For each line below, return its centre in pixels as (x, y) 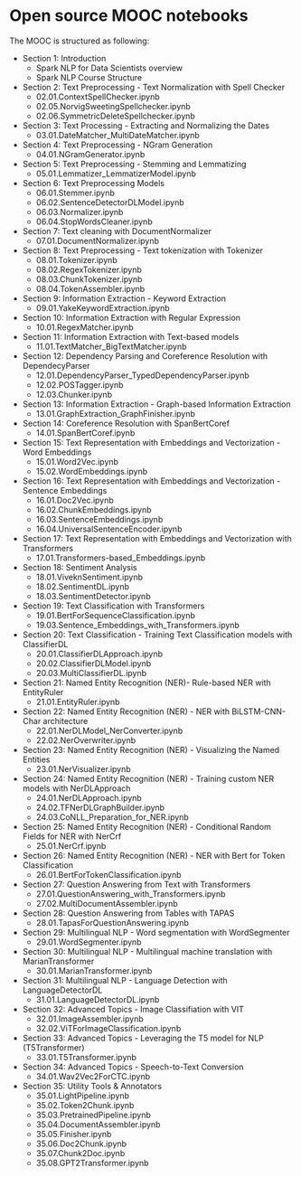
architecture (66, 720)
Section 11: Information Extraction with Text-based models (131, 336)
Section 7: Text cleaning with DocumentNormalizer (117, 231)
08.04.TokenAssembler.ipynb (90, 288)
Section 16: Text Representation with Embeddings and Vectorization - (151, 481)
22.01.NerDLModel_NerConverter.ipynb (109, 730)
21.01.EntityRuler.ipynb (78, 701)
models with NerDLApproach (76, 788)
